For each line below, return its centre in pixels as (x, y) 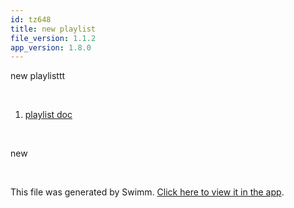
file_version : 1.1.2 (53, 38)
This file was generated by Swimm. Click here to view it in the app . (147, 192)
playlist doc (48, 115)
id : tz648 (31, 19)
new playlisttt (38, 76)
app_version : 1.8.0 (51, 47)
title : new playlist (53, 29)
